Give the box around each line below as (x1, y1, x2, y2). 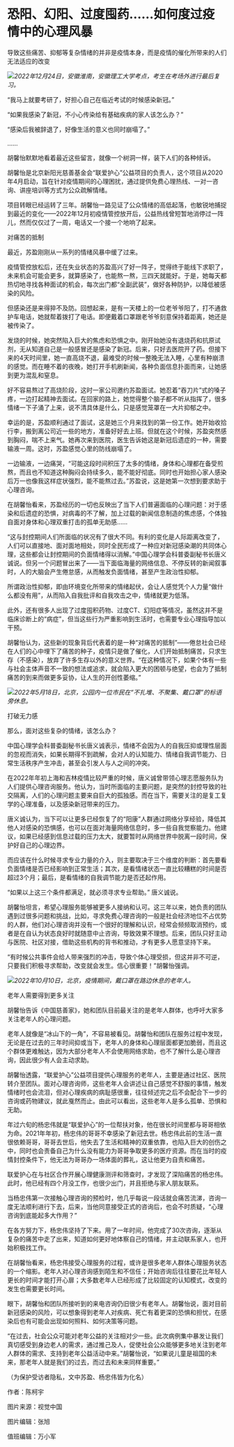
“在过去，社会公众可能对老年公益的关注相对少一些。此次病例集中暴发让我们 (7, 1332, 224, 1340)
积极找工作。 (13, 1243, 50, 1251)
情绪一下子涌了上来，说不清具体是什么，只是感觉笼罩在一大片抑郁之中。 (7, 403, 214, 412)
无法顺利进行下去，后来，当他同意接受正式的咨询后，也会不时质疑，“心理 (13, 1202, 224, 1211)
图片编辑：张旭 (7, 1417, 50, 1425)
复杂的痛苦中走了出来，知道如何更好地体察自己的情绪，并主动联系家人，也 (7, 1235, 221, 1243)
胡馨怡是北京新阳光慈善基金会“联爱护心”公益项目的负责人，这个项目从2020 (7, 168, 224, 177)
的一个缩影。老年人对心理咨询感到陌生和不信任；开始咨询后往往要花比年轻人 (7, 1267, 227, 1275)
